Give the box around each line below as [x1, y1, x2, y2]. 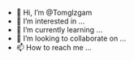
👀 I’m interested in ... [15, 16, 85, 26]
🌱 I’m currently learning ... [15, 25, 103, 34]
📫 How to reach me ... [15, 43, 92, 52]
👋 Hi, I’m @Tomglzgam [15, 8, 93, 17]
